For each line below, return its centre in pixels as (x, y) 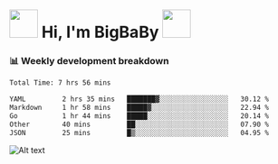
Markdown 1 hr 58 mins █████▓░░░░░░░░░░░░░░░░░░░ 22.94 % (139, 108)
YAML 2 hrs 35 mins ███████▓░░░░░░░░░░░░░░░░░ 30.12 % (139, 99)
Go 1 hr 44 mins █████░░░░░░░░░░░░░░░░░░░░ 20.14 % (139, 116)
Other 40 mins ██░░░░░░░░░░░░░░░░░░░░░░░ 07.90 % (139, 124)
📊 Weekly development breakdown (89, 61)
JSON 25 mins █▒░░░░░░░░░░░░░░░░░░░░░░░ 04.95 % (139, 132)
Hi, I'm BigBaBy (100, 32)
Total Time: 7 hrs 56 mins (60, 83)
